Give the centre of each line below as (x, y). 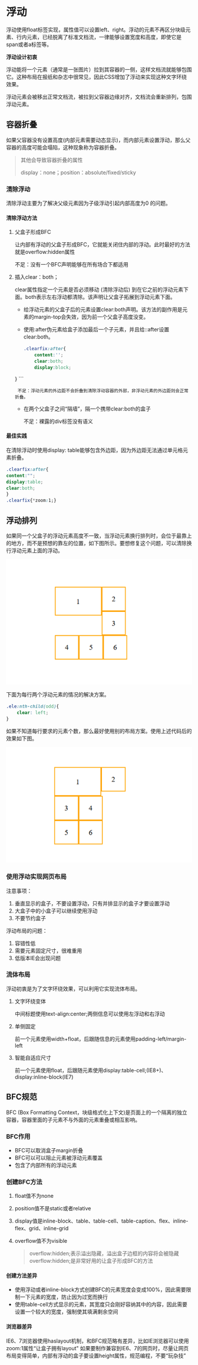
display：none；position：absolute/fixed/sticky (78, 172)
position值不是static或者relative (53, 1208)
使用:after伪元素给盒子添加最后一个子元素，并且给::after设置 (96, 330)
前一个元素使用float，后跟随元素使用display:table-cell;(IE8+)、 (90, 1070)
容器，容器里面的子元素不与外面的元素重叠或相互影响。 (73, 1119)
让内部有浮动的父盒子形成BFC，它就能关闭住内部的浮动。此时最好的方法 (102, 245)
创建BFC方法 (24, 1182)
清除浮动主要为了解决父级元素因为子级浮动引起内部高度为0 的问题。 (88, 203)
